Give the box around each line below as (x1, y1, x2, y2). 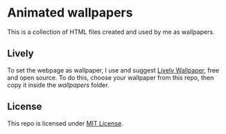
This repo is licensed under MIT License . (7, 119, 123, 127)
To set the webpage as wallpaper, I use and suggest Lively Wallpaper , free (7, 66, 220, 74)
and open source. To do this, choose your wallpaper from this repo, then (7, 73, 214, 82)
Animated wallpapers (7, 5, 133, 21)
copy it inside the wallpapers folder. (7, 81, 110, 89)
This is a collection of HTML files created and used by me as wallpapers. (7, 28, 215, 36)
